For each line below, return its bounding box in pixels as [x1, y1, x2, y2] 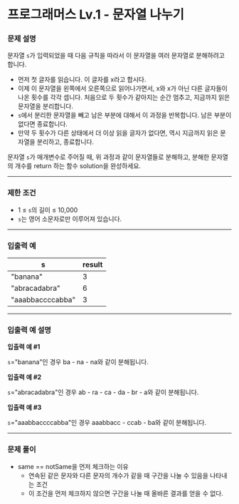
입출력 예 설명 [7, 325, 52, 335]
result [83, 259, 103, 269]
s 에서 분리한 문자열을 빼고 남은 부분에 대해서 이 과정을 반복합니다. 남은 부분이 [17, 111, 232, 120]
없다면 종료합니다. [17, 120, 68, 128]
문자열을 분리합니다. [17, 102, 73, 110]
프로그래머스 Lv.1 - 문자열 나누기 [7, 6, 185, 23]
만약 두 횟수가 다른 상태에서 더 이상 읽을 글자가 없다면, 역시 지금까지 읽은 [17, 129, 219, 138]
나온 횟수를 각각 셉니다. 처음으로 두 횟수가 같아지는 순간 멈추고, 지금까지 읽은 [17, 93, 230, 102]
